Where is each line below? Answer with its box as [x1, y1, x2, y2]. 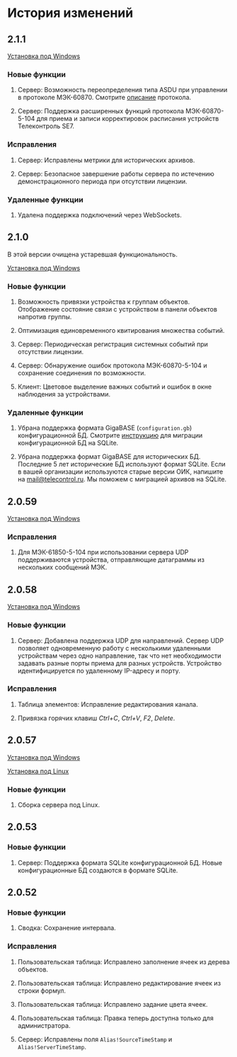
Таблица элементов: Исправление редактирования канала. [17, 699, 198, 709]
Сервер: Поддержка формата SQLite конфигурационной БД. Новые [17, 858, 223, 867]
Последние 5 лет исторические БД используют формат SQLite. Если [17, 460, 226, 469]
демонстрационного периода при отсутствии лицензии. [17, 177, 187, 185]
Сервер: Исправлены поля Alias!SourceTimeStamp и [17, 1035, 173, 1044]
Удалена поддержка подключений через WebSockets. [17, 210, 182, 219]
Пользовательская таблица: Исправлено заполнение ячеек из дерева [17, 957, 230, 966]
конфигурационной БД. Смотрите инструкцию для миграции [17, 431, 203, 440]
